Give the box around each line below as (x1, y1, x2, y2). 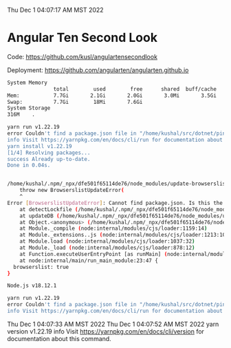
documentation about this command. (7, 334, 111, 342)
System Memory (7, 79, 48, 86)
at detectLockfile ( (19, 206, 78, 213)
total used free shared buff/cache (53, 85, 217, 92)
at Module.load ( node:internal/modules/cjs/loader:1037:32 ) (19, 238, 195, 245)
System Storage (7, 105, 51, 112)
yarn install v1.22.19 (7, 142, 72, 150)
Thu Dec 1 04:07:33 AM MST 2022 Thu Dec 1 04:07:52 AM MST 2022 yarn (7, 320, 219, 328)
